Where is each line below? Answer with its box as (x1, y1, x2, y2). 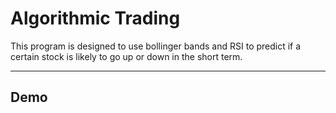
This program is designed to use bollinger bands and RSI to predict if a (10, 40, 302, 52)
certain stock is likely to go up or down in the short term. (10, 50, 243, 62)
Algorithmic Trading (10, 7, 181, 30)
